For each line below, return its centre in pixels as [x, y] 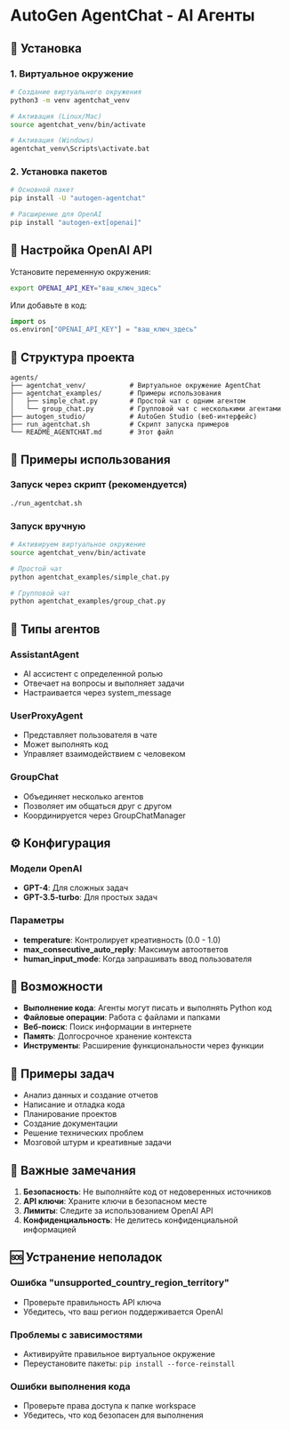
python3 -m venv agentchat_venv [70, 100]
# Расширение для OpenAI [56, 214]
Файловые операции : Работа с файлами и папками [121, 1017]
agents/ [24, 378]
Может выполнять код [65, 744]
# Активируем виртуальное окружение [78, 545]
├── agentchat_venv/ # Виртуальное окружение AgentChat [136, 386]
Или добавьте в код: [48, 305]
